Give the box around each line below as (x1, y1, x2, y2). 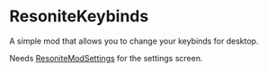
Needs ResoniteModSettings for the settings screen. (9, 52, 203, 63)
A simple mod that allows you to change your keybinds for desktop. (9, 36, 259, 46)
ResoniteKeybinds (9, 6, 149, 27)
